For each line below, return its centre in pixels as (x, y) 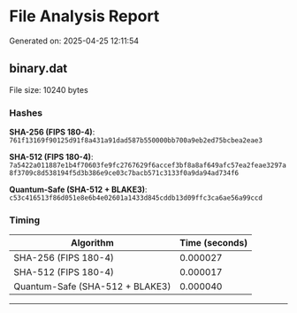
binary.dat (38, 69)
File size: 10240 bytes (49, 89)
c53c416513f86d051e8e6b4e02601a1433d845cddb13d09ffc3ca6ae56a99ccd (136, 198)
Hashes (26, 112)
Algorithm (92, 243)
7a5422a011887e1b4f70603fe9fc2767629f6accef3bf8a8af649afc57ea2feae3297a (148, 165)
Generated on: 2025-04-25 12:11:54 (74, 41)
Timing (25, 220)
